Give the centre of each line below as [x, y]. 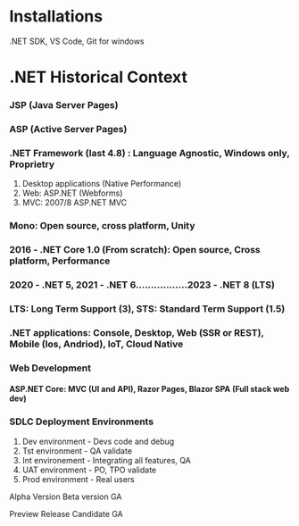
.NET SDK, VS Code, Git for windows [77, 41]
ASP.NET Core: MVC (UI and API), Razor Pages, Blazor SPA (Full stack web [149, 389]
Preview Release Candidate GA [66, 513]
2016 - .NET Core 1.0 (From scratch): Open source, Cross [135, 250]
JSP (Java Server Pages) [64, 105]
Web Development [50, 368]
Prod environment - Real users [79, 479]
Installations [56, 17]
